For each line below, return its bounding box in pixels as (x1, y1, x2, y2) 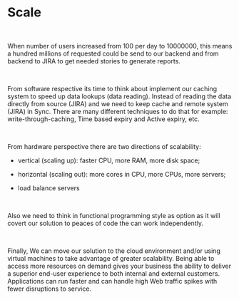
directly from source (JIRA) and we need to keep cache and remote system (7, 99, 228, 108)
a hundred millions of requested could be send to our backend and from (7, 49, 219, 58)
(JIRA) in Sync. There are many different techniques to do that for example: (7, 107, 228, 115)
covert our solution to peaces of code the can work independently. (7, 219, 203, 227)
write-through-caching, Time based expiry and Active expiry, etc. (7, 115, 200, 123)
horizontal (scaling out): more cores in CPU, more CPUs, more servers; (17, 170, 226, 178)
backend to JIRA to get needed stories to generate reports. (7, 56, 180, 65)
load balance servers (17, 183, 80, 192)
